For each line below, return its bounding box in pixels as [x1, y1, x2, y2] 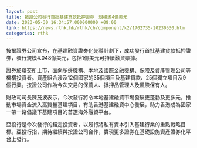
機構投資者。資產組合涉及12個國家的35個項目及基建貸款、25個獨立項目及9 [6, 74, 186, 81]
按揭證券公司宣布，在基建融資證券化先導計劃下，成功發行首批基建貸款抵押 [6, 47, 186, 54]
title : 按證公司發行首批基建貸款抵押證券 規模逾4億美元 [6, 14, 128, 20]
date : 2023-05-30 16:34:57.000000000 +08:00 [6, 19, 117, 25]
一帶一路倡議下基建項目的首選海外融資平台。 [6, 109, 114, 116]
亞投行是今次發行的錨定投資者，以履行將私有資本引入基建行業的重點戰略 [6, 121, 181, 128]
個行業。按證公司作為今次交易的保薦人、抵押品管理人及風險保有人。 [6, 81, 171, 88]
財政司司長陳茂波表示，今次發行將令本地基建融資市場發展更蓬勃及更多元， [6, 94, 186, 101]
